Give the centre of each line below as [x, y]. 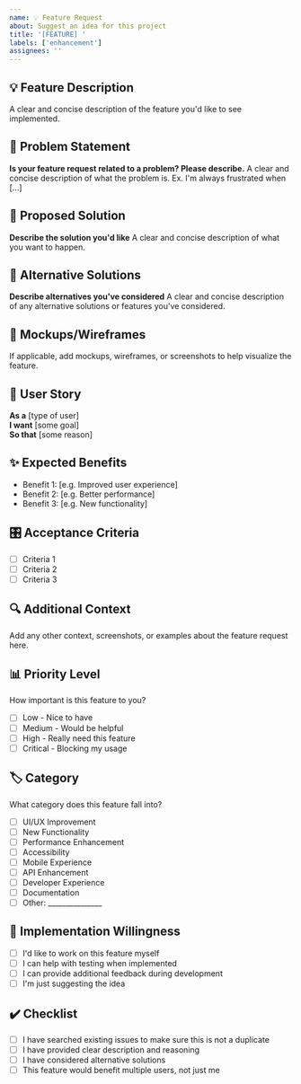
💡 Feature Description [72, 88]
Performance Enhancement [73, 842]
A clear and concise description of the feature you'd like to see [126, 109]
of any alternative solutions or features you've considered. [118, 306]
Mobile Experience [57, 862]
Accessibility [46, 852]
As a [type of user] [44, 415]
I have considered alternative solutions [94, 1060]
